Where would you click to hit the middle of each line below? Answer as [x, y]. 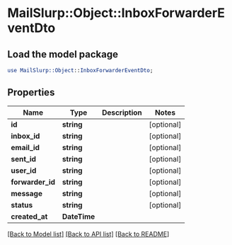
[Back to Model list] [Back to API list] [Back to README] [88, 234]
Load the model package [63, 54]
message [27, 193]
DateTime [79, 216]
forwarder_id [33, 182]
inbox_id [25, 136]
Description [122, 113]
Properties [31, 92]
